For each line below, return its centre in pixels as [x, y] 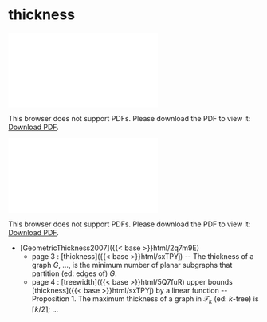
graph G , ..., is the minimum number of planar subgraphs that [132, 265]
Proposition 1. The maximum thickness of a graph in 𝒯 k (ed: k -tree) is [145, 299]
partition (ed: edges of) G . [74, 273]
